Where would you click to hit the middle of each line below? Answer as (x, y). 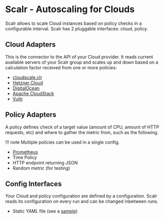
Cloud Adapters (31, 45)
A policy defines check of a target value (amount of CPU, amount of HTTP (82, 127)
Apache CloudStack (33, 93)
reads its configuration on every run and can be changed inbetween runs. (82, 201)
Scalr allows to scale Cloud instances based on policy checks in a (74, 23)
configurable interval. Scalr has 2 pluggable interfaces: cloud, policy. (77, 28)
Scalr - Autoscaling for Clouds (70, 9)
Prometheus (25, 152)
